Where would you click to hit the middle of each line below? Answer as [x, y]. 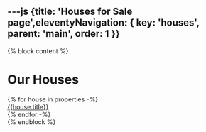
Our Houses [43, 79]
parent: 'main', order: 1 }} [64, 34]
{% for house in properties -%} [53, 99]
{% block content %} [38, 51]
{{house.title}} [28, 106]
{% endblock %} [32, 122]
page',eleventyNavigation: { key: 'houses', [104, 23]
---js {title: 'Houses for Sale [70, 12]
